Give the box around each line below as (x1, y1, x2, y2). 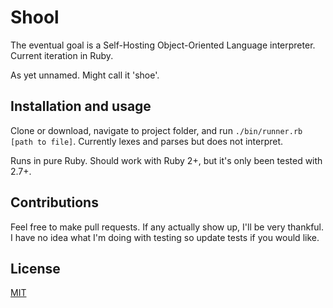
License (10, 260, 61, 277)
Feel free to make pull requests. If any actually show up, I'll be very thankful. (10, 221, 325, 233)
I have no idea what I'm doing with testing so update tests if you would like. (10, 231, 320, 243)
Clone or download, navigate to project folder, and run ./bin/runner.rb (10, 124, 303, 136)
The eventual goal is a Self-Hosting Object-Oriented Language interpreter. (10, 39, 316, 51)
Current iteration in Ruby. (10, 49, 114, 61)
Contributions (10, 194, 99, 211)
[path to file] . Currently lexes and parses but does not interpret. (10, 135, 284, 147)
